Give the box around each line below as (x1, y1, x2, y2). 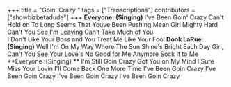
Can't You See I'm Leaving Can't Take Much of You (7, 28, 154, 36)
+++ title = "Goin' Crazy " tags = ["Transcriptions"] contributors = (7, 6, 196, 14)
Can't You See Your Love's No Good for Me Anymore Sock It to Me (7, 50, 198, 58)
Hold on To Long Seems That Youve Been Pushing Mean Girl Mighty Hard (7, 21, 218, 28)
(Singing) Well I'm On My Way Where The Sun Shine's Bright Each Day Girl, (7, 43, 224, 50)
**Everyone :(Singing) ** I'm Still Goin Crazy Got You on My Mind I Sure (7, 57, 214, 65)
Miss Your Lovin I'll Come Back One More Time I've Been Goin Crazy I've (7, 65, 216, 72)
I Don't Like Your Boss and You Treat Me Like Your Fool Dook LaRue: (7, 35, 204, 43)
